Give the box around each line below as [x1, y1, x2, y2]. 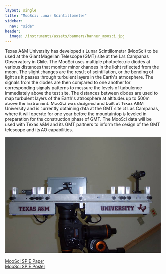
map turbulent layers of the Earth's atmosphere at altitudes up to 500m [5, 95, 150, 101]
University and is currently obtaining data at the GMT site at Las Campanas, [5, 106, 159, 111]
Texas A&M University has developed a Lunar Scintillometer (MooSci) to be [5, 48, 158, 54]
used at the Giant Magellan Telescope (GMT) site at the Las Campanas [5, 53, 149, 59]
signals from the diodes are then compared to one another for [5, 79, 131, 85]
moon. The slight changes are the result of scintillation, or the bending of [5, 69, 154, 75]
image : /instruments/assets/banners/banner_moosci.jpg [9, 34, 125, 39]
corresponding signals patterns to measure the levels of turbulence [5, 85, 142, 91]
